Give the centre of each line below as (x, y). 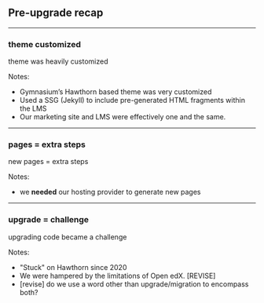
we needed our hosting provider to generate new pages (110, 192)
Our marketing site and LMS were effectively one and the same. (123, 117)
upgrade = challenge (48, 220)
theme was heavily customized (58, 61)
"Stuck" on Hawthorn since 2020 (73, 267)
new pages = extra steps (48, 162)
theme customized (44, 44)
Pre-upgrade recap (56, 13)
